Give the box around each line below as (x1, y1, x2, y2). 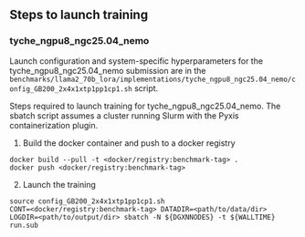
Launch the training (22, 179, 96, 190)
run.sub (9, 221, 39, 230)
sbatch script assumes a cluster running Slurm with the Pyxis (9, 109, 239, 121)
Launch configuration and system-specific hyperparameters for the (9, 55, 263, 67)
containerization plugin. (9, 119, 99, 130)
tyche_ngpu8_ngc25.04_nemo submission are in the (9, 65, 207, 76)
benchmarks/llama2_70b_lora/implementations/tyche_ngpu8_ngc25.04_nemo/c (9, 75, 297, 84)
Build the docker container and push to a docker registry (22, 137, 236, 149)
